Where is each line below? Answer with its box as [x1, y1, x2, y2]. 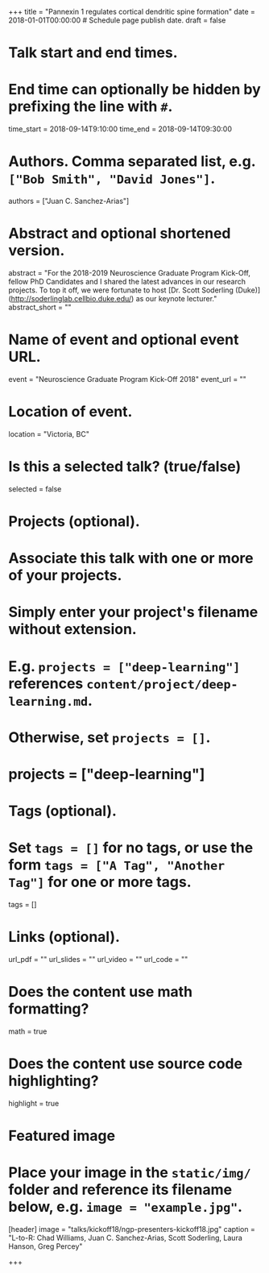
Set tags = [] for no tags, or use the [8, 839, 254, 857]
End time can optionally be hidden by [8, 81, 261, 99]
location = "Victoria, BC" [8, 429, 90, 438]
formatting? [8, 1000, 89, 1018]
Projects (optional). [8, 512, 141, 530]
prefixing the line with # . [8, 97, 173, 116]
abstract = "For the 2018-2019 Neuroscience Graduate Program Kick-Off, [8, 268, 251, 277]
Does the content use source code [8, 1055, 243, 1073]
